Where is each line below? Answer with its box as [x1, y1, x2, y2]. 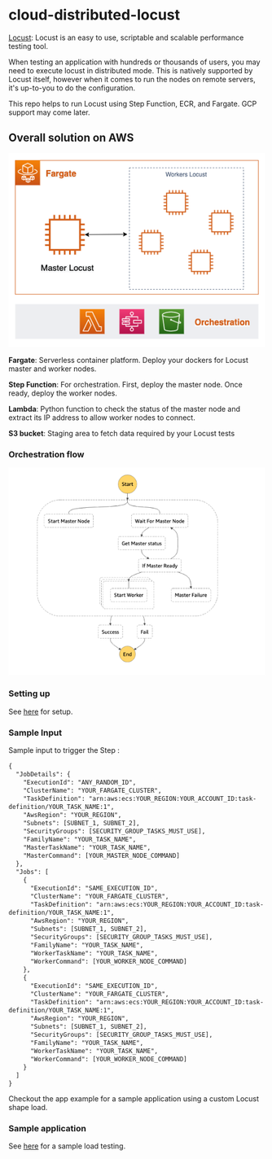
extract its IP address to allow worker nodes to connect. [8, 413, 195, 422]
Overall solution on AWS [8, 131, 134, 145]
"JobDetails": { [15, 770, 71, 778]
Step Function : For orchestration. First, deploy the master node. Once [8, 379, 243, 389]
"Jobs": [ [15, 868, 49, 876]
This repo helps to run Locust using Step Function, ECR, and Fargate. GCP [8, 98, 257, 108]
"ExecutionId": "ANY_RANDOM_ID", [23, 778, 137, 786]
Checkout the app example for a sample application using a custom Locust [8, 1093, 259, 1104]
